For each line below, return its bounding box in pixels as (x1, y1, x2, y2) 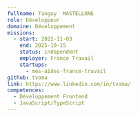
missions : (7, 29, 36, 36)
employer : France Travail (19, 55, 95, 62)
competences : (7, 87, 45, 94)
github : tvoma (7, 74, 48, 81)
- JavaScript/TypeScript (13, 100, 85, 107)
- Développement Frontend (13, 94, 88, 100)
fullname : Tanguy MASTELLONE (7, 10, 95, 17)
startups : (19, 61, 48, 68)
